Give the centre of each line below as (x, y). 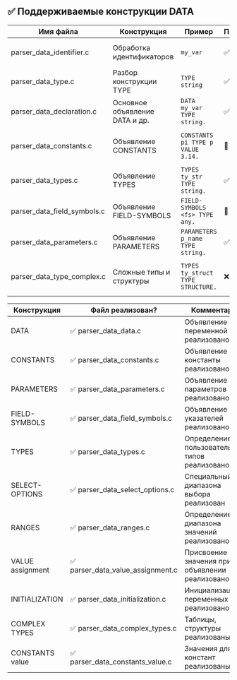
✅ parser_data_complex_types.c (123, 628)
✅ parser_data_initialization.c (118, 599)
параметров (206, 389)
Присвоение (206, 552)
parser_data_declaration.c (54, 111)
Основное (130, 102)
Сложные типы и (141, 272)
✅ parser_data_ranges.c (110, 527)
